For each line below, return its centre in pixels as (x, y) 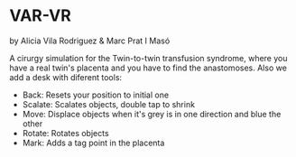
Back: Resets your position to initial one (96, 95)
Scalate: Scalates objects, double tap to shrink (109, 104)
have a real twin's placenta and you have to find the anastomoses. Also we (148, 68)
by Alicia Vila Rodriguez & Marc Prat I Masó (90, 41)
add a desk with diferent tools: (66, 77)
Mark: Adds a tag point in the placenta (93, 143)
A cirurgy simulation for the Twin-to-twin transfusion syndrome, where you (148, 58)
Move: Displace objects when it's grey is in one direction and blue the (152, 114)
